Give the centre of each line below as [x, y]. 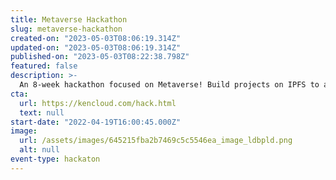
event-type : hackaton [55, 159]
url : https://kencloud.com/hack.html [98, 103]
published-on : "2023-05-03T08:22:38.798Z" [100, 57]
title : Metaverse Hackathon [69, 19]
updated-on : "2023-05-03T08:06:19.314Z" [96, 47]
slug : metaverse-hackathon [66, 29]
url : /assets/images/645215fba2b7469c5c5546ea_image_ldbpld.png [156, 141]
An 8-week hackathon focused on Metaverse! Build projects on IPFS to [169, 85]
